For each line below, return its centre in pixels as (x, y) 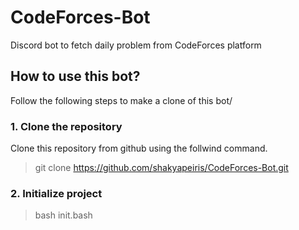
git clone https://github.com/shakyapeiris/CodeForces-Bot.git (161, 168)
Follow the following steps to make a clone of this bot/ (121, 100)
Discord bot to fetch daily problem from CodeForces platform (136, 45)
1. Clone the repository (66, 126)
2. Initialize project (56, 193)
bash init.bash (63, 215)
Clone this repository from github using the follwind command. (139, 148)
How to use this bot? (75, 76)
